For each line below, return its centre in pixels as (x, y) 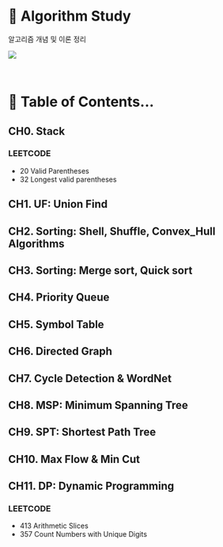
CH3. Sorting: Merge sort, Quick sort (100, 270)
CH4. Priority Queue (59, 298)
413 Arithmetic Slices (54, 526)
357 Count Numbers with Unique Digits (83, 534)
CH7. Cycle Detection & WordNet (90, 379)
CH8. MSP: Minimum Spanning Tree (98, 405)
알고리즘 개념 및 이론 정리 (47, 39)
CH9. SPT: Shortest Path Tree (82, 432)
